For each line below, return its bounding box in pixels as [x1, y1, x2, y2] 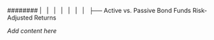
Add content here [7, 27, 57, 35]
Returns [34, 14, 57, 22]
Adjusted [7, 14, 33, 22]
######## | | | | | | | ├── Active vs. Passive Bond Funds [7, 7, 191, 14]
